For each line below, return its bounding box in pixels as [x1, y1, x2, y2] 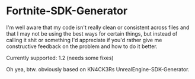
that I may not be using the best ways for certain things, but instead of [6, 30, 178, 37]
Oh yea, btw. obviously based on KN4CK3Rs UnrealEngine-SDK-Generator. [6, 65, 190, 72]
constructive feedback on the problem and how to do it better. [6, 43, 158, 50]
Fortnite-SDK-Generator [6, 4, 128, 18]
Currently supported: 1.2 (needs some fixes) [6, 54, 114, 61]
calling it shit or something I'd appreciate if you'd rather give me [6, 36, 162, 43]
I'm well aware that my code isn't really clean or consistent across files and [6, 24, 190, 31]
